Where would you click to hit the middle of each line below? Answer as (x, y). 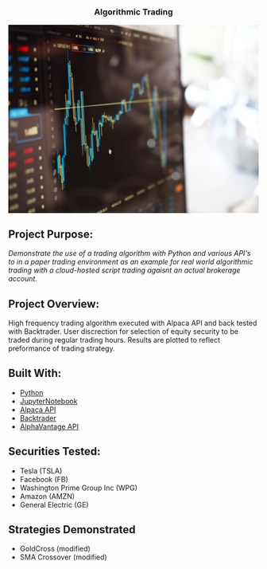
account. (23, 279)
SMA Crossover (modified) (63, 557)
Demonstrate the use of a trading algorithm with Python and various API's (130, 253)
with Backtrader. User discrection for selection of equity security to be (123, 331)
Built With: (35, 373)
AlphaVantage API (49, 426)
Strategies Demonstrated (72, 530)
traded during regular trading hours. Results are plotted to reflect (114, 339)
